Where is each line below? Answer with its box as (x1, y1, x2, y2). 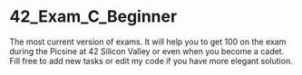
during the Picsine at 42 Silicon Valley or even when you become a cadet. (9, 45, 285, 56)
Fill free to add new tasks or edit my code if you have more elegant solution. (9, 55, 293, 66)
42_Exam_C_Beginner (9, 6, 178, 27)
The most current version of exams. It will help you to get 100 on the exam (9, 36, 287, 47)
